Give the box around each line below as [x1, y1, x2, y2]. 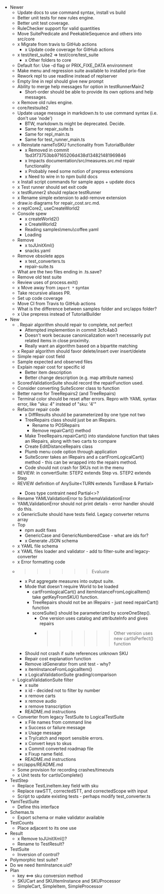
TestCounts [9, 820, 34, 826]
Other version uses [113, 630, 153, 636]
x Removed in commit [24, 147, 70, 153]
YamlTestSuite [9, 799, 40, 804]
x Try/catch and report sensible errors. [24, 735, 104, 741]
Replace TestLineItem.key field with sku [17, 783, 98, 788]
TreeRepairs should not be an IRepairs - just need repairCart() [32, 600, 159, 605]
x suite [24, 682, 39, 688]
